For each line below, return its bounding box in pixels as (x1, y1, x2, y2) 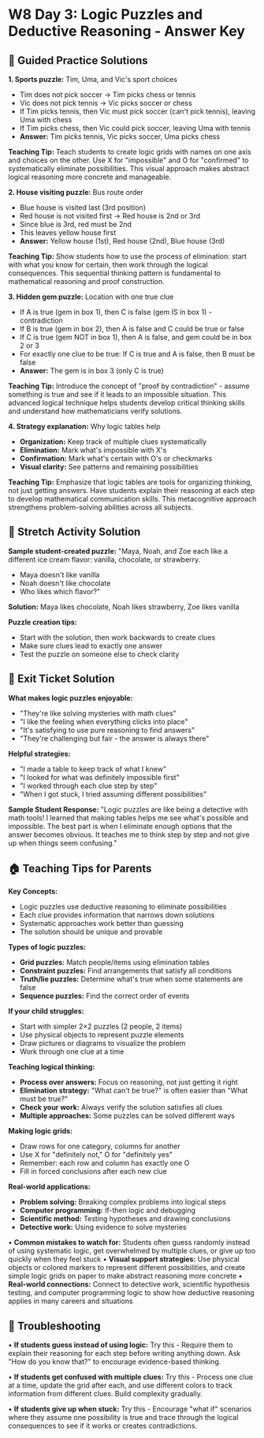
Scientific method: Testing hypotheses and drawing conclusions (19, 1214, 231, 1223)
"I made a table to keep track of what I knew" (19, 764, 167, 774)
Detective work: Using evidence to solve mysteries (19, 1223, 187, 1232)
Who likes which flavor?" (19, 586, 101, 596)
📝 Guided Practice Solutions (8, 54, 148, 67)
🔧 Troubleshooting (8, 1319, 101, 1332)
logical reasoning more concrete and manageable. (8, 172, 172, 181)
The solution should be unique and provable (19, 927, 163, 936)
